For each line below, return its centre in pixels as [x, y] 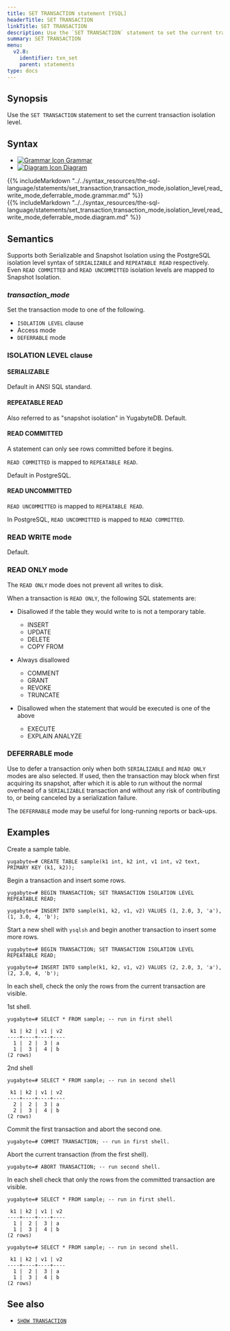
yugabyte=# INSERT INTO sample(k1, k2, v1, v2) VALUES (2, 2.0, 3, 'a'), [115, 967]
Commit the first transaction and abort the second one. [85, 1129]
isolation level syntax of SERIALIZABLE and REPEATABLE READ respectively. [108, 262]
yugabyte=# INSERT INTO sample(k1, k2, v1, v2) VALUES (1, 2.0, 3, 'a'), [115, 911]
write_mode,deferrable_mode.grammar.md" [69, 195]
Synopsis [27, 98]
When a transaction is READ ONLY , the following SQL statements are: [102, 598]
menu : [15, 45]
